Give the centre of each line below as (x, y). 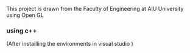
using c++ (22, 31)
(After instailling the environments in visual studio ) (70, 44)
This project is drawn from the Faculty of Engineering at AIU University (95, 9)
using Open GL (25, 15)
